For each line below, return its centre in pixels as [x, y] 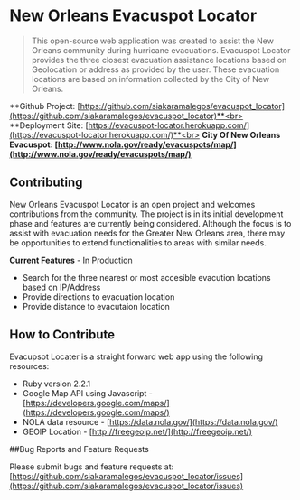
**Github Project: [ [45, 106]
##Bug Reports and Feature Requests [79, 449]
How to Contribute [62, 335]
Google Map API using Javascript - [88, 393]
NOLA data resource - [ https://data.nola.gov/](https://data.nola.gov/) [150, 421]
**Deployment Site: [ [49, 125]
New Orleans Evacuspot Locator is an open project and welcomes [132, 204]
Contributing [46, 183]
